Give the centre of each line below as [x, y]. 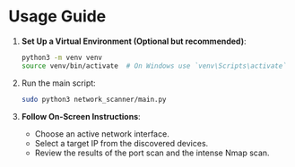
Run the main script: [58, 83]
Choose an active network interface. [102, 134]
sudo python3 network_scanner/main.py [94, 99]
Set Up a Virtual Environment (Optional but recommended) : [134, 41]
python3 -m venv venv [62, 57]
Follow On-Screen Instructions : [81, 116]
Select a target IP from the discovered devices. [121, 143]
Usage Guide [57, 17]
